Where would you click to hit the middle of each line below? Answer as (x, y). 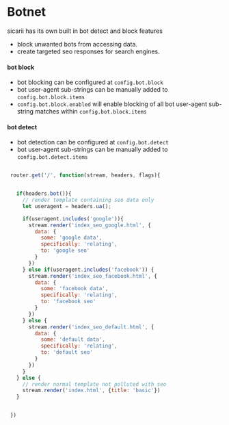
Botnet (27, 12)
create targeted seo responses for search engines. (88, 51)
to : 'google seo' (65, 250)
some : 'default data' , (73, 339)
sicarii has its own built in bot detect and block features (85, 31)
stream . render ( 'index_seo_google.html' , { (90, 225)
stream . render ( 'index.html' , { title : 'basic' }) (91, 391)
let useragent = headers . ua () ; (67, 206)
